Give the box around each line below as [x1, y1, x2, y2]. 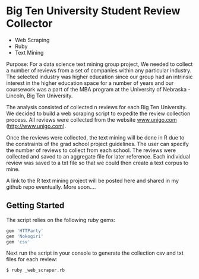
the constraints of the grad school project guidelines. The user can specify [6, 140, 189, 147]
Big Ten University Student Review [6, 4, 181, 18]
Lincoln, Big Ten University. [6, 92, 73, 99]
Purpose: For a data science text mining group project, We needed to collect [6, 61, 193, 68]
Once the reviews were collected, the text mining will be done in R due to [6, 134, 185, 141]
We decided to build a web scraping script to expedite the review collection [6, 110, 191, 117]
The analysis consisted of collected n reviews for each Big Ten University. [6, 103, 187, 110]
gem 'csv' [6, 239, 31, 245]
